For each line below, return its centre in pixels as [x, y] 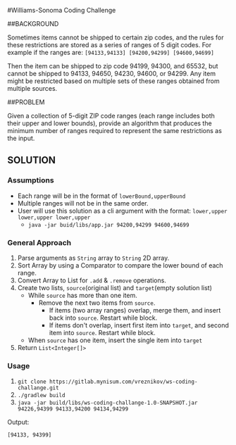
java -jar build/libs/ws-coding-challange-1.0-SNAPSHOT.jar [107, 403]
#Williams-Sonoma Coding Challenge [62, 10]
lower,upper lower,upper [54, 218]
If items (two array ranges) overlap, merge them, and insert [135, 310]
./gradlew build [41, 396]
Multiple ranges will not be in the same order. [83, 203]
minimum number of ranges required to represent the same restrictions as [114, 131]
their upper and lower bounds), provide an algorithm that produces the [110, 123]
